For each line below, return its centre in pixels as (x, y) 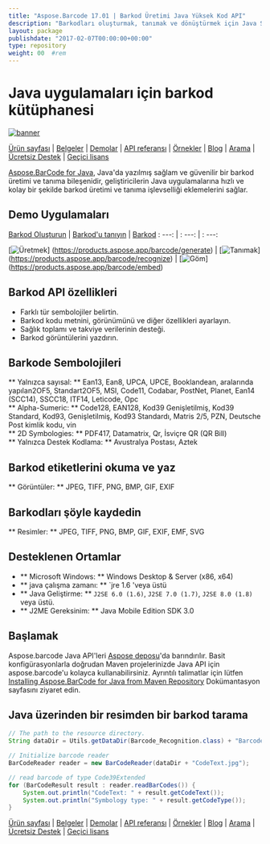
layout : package (35, 31)
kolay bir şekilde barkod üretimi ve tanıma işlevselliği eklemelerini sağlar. (128, 189)
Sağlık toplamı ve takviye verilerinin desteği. (93, 329)
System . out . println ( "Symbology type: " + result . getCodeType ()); (135, 800)
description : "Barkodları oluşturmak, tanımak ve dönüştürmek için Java (133, 23)
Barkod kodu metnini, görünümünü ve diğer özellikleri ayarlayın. (125, 320)
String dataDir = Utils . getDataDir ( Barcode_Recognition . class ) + (120, 741)
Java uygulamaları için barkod (111, 93)
